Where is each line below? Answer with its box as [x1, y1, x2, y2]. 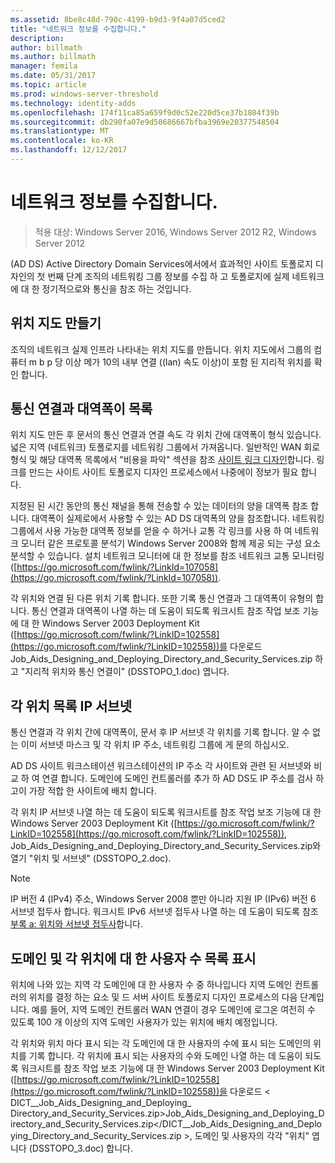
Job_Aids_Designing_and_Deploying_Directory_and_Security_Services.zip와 [10, 840, 322, 852]
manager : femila [10, 61, 78, 71]
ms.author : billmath [10, 52, 97, 62]
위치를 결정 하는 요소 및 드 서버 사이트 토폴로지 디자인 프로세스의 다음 [28, 991, 298, 1003]
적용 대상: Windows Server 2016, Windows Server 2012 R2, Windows [34, 226, 317, 238]
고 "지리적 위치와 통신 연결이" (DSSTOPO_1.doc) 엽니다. [10, 666, 230, 678]
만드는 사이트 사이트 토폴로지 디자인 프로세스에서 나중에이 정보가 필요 [28, 466, 299, 478]
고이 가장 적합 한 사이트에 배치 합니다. [10, 785, 157, 797]
